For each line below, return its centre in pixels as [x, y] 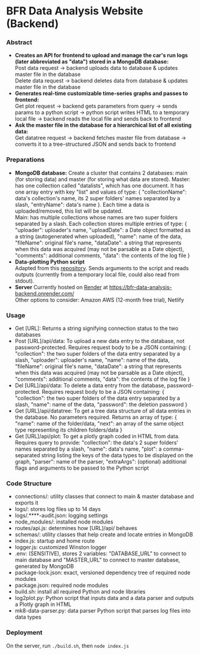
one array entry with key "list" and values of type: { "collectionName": [101, 192]
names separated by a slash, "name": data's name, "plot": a [88, 449]
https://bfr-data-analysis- [141, 287]
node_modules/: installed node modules [64, 522]
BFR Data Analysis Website [75, 11]
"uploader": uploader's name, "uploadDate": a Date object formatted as [103, 230]
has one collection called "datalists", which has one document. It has [99, 185]
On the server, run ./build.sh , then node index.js [68, 645]
